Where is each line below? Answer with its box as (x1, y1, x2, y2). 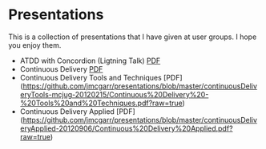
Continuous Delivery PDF (19, 64, 103, 73)
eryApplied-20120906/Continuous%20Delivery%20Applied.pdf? (19, 124, 234, 133)
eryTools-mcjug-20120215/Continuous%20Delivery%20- (19, 89, 209, 99)
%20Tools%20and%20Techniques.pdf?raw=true (19, 98, 183, 108)
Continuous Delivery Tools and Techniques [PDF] (19, 73, 183, 82)
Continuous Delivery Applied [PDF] (19, 106, 136, 116)
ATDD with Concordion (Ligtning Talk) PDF (19, 56, 161, 65)
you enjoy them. (8, 40, 62, 49)
